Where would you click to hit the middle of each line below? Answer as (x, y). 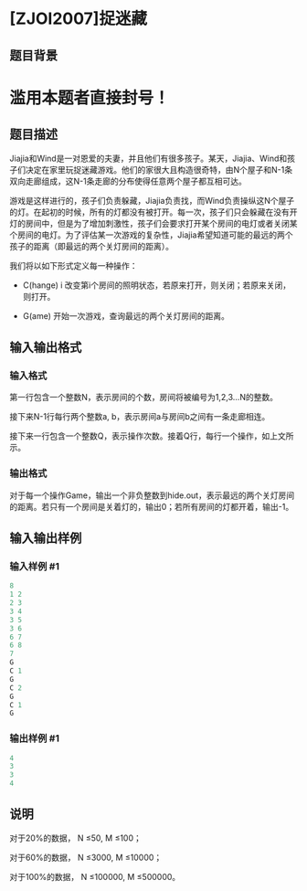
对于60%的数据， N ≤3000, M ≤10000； (86, 857)
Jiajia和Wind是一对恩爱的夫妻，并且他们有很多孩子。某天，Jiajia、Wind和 (148, 158)
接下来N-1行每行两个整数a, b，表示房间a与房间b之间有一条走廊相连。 (140, 417)
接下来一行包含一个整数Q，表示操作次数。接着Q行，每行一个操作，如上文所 (152, 436)
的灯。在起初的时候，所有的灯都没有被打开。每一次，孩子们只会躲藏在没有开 (153, 212)
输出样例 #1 (34, 738)
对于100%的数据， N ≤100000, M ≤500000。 (95, 876)
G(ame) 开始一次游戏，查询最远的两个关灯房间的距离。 (126, 315)
